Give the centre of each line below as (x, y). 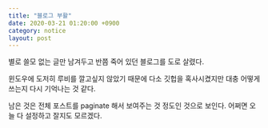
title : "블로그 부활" (40, 16)
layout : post (30, 38)
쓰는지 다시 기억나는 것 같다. (52, 89)
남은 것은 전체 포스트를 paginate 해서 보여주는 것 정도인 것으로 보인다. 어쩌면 (128, 106)
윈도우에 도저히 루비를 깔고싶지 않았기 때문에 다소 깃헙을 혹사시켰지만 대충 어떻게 (134, 79)
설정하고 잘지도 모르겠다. (64, 116)
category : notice (37, 30)
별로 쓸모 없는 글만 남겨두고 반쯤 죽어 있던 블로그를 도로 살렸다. (106, 62)
